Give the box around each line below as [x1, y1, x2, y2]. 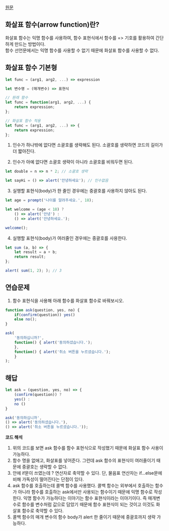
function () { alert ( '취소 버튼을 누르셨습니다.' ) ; [14, 349, 111, 354]
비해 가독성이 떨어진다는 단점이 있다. [12, 476, 84, 482]
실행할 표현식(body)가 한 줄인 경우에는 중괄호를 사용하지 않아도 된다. [12, 188, 147, 194]
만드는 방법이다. [14, 41, 46, 47]
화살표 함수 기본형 [5, 63, 57, 72]
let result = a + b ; [14, 250, 57, 255]
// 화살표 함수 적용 [5, 118, 41, 123]
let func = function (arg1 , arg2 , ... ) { [5, 100, 92, 105]
